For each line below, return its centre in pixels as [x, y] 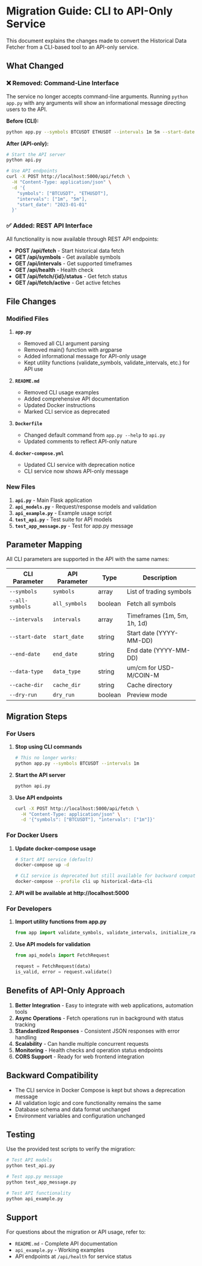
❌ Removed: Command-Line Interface [63, 83]
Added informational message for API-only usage [85, 356]
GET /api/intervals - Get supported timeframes [73, 263]
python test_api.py [31, 1166]
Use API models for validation [53, 945]
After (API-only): [28, 144]
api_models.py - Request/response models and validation [86, 506]
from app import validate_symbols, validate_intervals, [86, 933]
